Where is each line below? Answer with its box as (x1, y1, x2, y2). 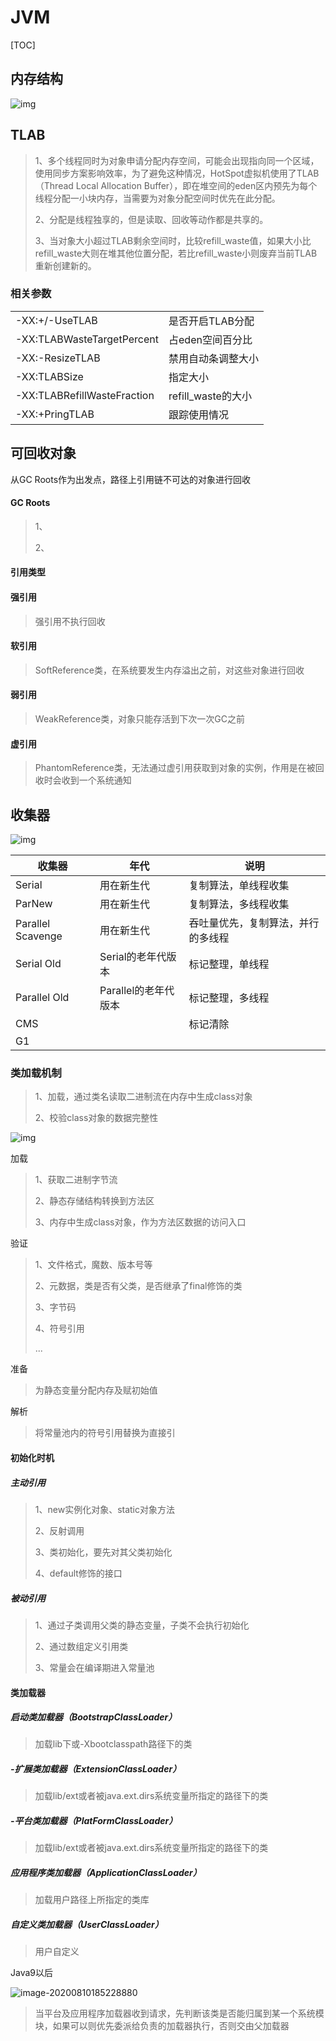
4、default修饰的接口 (34, 1567, 123, 1579)
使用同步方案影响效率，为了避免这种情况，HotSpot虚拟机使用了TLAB (34, 167, 320, 179)
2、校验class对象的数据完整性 (34, 1112, 159, 1124)
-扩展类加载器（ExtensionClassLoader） (10, 1763, 182, 1775)
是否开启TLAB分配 (168, 314, 255, 328)
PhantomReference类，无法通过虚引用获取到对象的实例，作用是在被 (34, 762, 316, 774)
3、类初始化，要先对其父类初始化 (34, 1546, 173, 1558)
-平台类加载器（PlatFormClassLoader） (10, 1815, 178, 1827)
